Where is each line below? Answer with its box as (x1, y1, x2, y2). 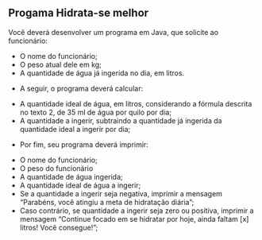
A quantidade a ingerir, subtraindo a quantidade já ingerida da (19, 115, 222, 126)
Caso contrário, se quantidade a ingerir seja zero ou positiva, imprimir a (19, 206, 254, 215)
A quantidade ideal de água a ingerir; (19, 180, 141, 190)
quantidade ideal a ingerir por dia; (19, 124, 131, 134)
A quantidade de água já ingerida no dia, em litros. (19, 68, 185, 78)
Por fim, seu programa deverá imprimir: (19, 139, 148, 149)
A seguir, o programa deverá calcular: (19, 83, 144, 93)
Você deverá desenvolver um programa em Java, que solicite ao (8, 27, 219, 37)
